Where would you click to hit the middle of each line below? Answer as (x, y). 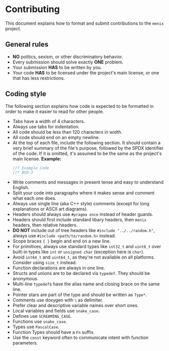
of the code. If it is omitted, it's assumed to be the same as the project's (87, 153)
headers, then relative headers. (45, 225)
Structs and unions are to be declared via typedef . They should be (81, 273)
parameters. (25, 343)
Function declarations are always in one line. (59, 268)
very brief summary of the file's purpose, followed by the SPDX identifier (88, 148)
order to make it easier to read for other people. (55, 111)
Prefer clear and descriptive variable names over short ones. (75, 306)
